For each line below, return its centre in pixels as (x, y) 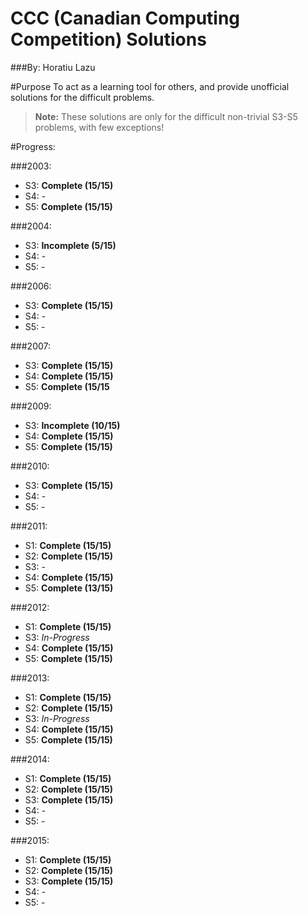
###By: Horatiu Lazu (53, 67)
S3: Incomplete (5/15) (70, 245)
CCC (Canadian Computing (125, 18)
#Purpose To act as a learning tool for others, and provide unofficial (150, 86)
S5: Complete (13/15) (69, 588)
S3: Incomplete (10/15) (72, 425)
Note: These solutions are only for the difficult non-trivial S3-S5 (166, 116)
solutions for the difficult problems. (82, 97)
